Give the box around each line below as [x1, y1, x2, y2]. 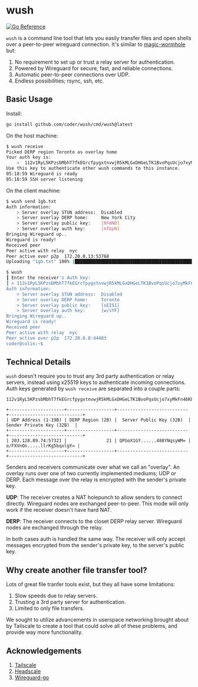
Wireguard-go [14, 673, 49, 681]
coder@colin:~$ [6, 340, 44, 347]
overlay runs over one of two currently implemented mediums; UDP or [6, 470, 177, 477]
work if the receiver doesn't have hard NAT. [6, 507, 112, 514]
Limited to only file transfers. [14, 605, 84, 612]
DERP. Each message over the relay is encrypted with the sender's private [6, 476, 187, 484]
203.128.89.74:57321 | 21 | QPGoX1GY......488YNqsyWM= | [11, 438, 192, 444]
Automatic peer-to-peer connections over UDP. [14, 71, 130, 78]
